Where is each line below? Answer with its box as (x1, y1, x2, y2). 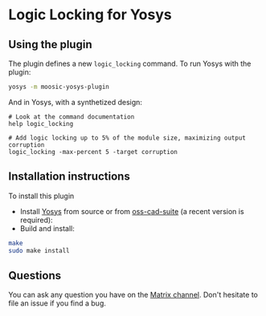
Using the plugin (8, 38, 92, 51)
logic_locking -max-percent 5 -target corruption (8, 148, 178, 156)
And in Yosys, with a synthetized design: (8, 97, 143, 107)
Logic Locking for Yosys (8, 6, 172, 24)
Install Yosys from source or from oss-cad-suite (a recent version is (19, 206, 244, 216)
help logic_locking (8, 120, 74, 128)
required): (19, 215, 54, 225)
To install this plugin (8, 191, 75, 201)
